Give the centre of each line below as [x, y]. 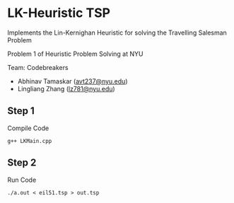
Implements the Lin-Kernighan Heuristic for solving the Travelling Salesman [117, 33]
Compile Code [28, 128]
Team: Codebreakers [38, 67]
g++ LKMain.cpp [30, 141]
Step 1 [21, 111]
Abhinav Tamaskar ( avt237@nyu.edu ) [72, 81]
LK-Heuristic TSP [59, 13]
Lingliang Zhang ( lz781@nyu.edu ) [66, 88]
